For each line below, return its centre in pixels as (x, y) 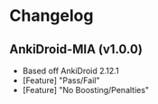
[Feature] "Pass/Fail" (61, 80)
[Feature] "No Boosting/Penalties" (86, 90)
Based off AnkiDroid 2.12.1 (70, 71)
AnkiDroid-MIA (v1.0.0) (76, 49)
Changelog (51, 16)
